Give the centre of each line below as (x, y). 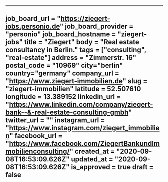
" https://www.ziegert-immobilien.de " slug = (77, 81)
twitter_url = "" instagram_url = (55, 120)
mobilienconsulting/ (38, 151)
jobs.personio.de (33, 27)
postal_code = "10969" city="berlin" (64, 66)
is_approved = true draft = (112, 167)
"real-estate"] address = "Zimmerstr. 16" (71, 58)
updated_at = (92, 159)
